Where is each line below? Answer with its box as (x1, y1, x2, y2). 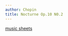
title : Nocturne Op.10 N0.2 (5, 12, 64, 17)
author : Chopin (5, 7, 37, 12)
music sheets (5, 25, 33, 31)
